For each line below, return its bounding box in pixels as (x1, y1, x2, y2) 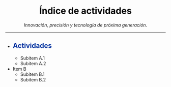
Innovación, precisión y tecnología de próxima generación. (23, 22, 148, 28)
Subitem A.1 (20, 55, 45, 61)
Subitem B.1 (20, 71, 45, 77)
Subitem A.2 (20, 60, 46, 66)
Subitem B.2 (20, 76, 46, 82)
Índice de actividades (39, 5, 132, 17)
